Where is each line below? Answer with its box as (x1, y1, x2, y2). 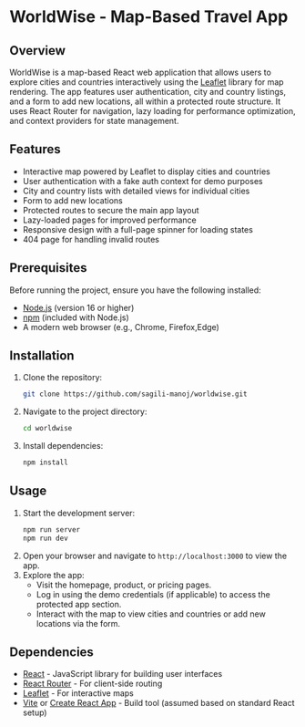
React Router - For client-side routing (22, 678, 163, 690)
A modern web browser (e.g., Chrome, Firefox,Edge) (22, 321, 220, 332)
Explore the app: (22, 569, 85, 580)
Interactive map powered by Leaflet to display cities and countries (22, 166, 271, 177)
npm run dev (22, 534, 68, 543)
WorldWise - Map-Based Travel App (9, 6, 289, 27)
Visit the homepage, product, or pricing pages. (36, 579, 212, 590)
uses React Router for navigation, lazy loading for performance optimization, (9, 106, 296, 116)
